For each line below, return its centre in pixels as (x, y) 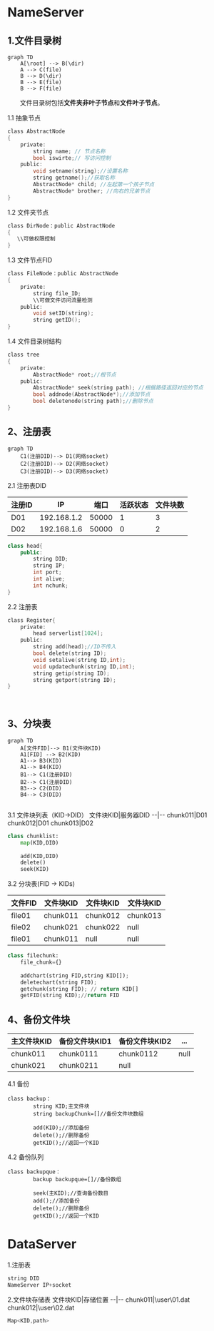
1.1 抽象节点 (24, 118)
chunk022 (103, 927)
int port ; (47, 572)
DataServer (42, 1244)
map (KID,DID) (40, 842)
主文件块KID (31, 1041)
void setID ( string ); (63, 313)
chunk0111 (78, 1054)
